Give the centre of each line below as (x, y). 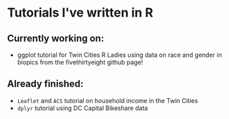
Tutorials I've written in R (80, 13)
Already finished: (45, 84)
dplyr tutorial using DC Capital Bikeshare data (82, 108)
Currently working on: (56, 38)
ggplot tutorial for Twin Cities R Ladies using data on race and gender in (120, 55)
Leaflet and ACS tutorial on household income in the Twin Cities (108, 100)
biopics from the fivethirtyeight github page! (80, 62)
